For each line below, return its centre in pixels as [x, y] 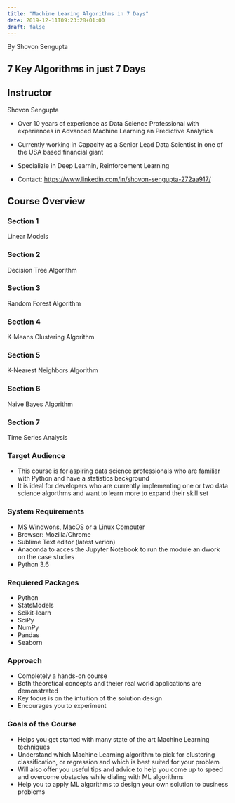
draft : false [26, 27]
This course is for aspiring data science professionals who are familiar [119, 471]
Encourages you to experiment [62, 706]
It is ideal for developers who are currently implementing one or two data [123, 486]
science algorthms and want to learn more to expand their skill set [113, 493]
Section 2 [24, 255]
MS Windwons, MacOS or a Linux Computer [81, 527]
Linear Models [28, 237]
